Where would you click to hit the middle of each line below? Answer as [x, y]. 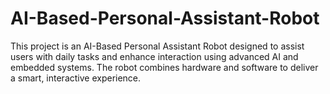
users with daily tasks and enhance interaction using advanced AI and [154, 56]
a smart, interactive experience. [76, 78]
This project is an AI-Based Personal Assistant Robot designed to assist [157, 46]
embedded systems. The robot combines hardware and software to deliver [164, 67]
